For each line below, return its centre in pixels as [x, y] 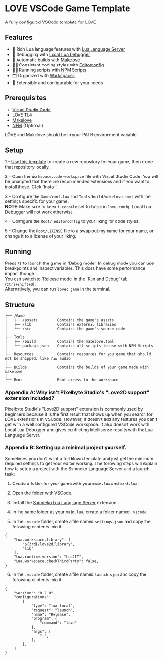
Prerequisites [26, 98]
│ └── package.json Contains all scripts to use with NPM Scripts [79, 346]
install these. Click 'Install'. [32, 187]
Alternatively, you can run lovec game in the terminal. [58, 289]
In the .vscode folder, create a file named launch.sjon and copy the [79, 574]
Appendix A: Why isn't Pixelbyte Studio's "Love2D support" [77, 392]
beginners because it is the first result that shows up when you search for [79, 414]
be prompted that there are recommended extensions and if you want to [77, 182]
